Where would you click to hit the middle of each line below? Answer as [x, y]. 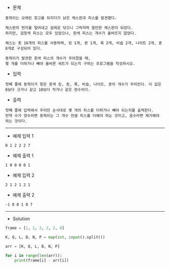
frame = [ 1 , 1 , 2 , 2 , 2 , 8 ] [35, 228]
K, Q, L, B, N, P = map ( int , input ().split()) [55, 237]
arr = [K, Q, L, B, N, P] [32, 246]
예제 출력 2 [23, 195]
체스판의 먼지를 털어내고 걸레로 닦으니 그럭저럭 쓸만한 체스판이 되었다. [69, 28]
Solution [21, 219]
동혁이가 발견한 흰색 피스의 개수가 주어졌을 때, [48, 58]
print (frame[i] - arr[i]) [42, 260]
